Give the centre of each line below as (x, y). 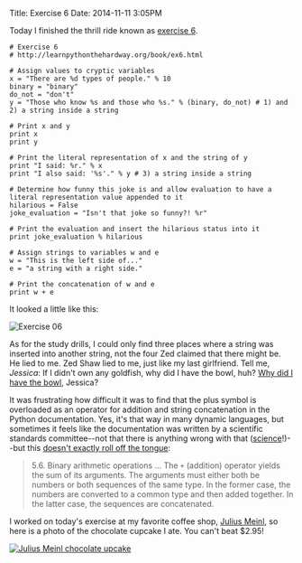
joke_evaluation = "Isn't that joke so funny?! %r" (108, 213)
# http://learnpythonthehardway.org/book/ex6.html (106, 55)
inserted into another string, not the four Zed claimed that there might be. (145, 353)
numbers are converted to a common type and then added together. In (162, 494)
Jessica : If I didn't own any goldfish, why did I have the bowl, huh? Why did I (151, 373)
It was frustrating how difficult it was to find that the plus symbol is (133, 400)
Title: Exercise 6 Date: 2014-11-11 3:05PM (86, 13)
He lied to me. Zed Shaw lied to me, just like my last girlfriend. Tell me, (140, 363)
